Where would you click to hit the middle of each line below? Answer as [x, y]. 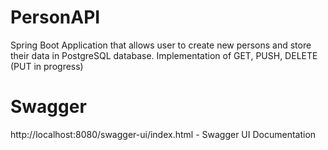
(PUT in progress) [47, 66]
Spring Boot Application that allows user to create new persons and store [161, 45]
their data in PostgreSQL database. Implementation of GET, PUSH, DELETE [164, 55]
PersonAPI [55, 17]
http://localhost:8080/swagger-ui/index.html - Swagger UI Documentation [163, 134]
